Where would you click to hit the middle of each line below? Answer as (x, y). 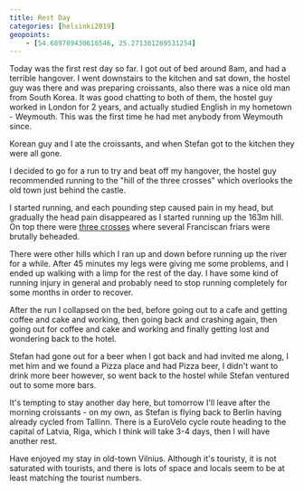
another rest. (33, 441)
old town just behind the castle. (68, 190)
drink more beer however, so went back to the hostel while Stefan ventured (149, 375)
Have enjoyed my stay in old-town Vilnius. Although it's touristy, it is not (143, 459)
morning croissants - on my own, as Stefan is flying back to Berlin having (146, 412)
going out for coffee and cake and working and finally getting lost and (139, 329)
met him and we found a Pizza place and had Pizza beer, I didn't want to (144, 366)
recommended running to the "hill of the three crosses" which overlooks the (151, 181)
